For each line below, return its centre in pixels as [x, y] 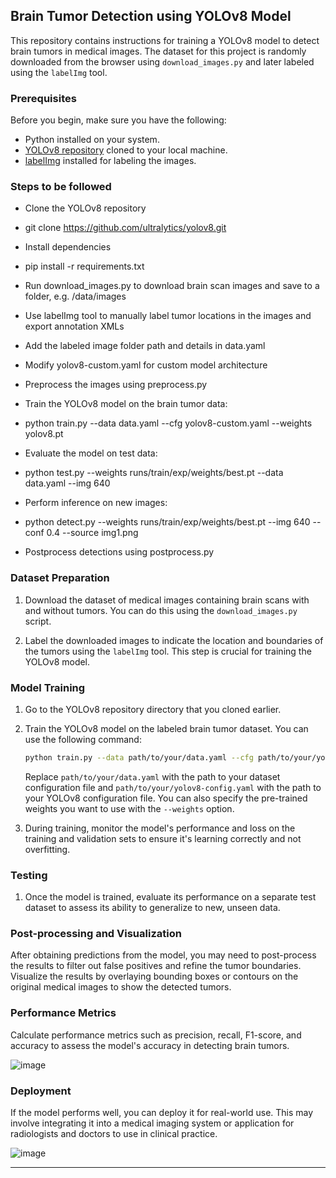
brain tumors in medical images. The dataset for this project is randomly [158, 51]
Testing [29, 875]
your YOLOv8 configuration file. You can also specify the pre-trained [166, 798]
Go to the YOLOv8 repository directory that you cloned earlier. [153, 709]
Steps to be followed [61, 187]
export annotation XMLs [74, 326]
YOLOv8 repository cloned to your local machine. [126, 150]
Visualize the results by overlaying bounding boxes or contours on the [154, 976]
